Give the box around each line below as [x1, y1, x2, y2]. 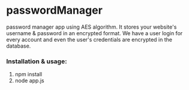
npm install [14, 71, 43, 78]
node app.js [14, 77, 44, 84]
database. [6, 42, 31, 49]
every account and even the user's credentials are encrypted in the [6, 36, 173, 43]
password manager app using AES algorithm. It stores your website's [6, 23, 177, 30]
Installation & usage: [6, 57, 67, 66]
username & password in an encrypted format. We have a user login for [6, 29, 183, 36]
